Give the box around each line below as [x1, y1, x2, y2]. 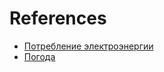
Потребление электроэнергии [23, 40, 154, 52]
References [9, 7, 107, 30]
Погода [23, 50, 56, 62]
